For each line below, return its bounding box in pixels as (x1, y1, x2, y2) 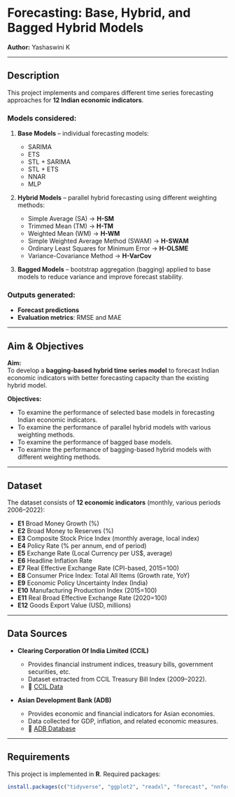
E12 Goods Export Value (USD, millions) (17, 600, 131, 609)
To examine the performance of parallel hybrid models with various (17, 423, 211, 432)
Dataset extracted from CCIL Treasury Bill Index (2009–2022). (27, 675, 207, 683)
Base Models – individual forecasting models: (17, 129, 149, 138)
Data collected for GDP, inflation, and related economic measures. (27, 717, 219, 725)
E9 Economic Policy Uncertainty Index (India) (17, 579, 148, 587)
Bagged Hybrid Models (7, 20, 144, 36)
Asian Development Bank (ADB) (17, 696, 112, 704)
